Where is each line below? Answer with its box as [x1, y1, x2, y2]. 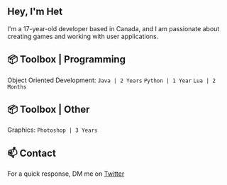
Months [7, 83, 27, 91]
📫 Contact [7, 147, 57, 159]
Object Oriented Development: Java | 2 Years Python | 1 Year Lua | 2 [7, 76, 216, 84]
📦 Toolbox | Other [7, 103, 90, 116]
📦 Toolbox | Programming [7, 53, 126, 66]
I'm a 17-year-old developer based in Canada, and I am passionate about [7, 24, 220, 33]
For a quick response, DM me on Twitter [7, 169, 125, 178]
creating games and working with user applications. [7, 32, 159, 40]
